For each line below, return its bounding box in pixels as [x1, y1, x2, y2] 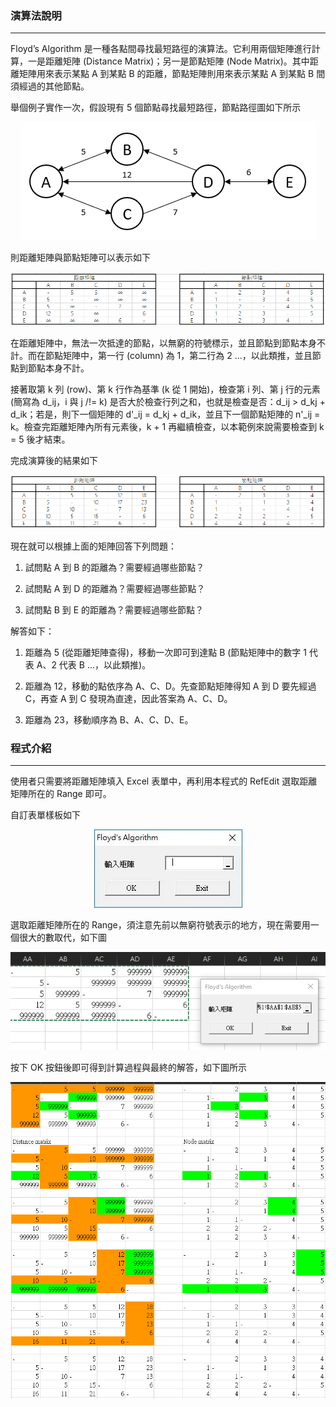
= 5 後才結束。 [10, 433, 71, 445]
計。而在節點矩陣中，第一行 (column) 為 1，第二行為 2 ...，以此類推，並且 [10, 349, 313, 361]
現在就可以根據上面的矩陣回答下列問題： [10, 540, 177, 552]
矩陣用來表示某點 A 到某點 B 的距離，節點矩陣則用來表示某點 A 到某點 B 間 [18, 68, 326, 80]
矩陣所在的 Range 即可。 [10, 788, 112, 800]
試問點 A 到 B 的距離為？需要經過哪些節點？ [24, 561, 205, 573]
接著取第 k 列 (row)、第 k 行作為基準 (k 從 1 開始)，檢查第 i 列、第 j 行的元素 [10, 383, 321, 395]
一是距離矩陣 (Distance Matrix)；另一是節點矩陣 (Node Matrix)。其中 [27, 55, 310, 67]
